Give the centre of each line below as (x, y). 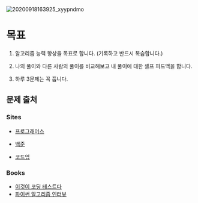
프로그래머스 (30, 131)
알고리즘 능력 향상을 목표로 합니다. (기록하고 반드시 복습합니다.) (89, 53)
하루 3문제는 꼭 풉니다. (41, 79)
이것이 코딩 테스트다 (38, 186)
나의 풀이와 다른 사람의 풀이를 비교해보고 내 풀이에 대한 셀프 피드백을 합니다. (104, 66)
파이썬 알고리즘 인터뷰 (41, 194)
